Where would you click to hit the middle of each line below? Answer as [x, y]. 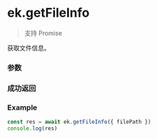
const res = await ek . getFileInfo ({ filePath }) [79, 122]
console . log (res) [32, 128]
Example [22, 108]
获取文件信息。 [29, 47]
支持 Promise [43, 33]
